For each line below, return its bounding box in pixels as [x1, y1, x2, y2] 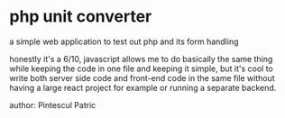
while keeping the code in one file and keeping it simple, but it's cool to [9, 63, 273, 74]
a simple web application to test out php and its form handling [9, 36, 239, 47]
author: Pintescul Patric [9, 99, 97, 110]
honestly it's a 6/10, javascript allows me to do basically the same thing [9, 53, 273, 64]
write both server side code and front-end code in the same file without [9, 72, 275, 83]
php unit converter [9, 6, 152, 27]
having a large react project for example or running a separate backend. [9, 82, 277, 93]
